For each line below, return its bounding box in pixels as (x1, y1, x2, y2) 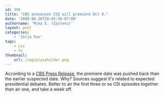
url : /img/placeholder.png (14, 57, 69, 62)
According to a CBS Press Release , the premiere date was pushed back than (5, 71, 160, 76)
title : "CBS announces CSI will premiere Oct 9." (5, 12, 109, 17)
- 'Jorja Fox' (14, 35, 43, 40)
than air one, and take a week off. (5, 86, 72, 92)
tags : (5, 39, 16, 44)
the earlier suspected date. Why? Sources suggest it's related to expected (5, 76, 155, 82)
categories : (5, 30, 29, 35)
